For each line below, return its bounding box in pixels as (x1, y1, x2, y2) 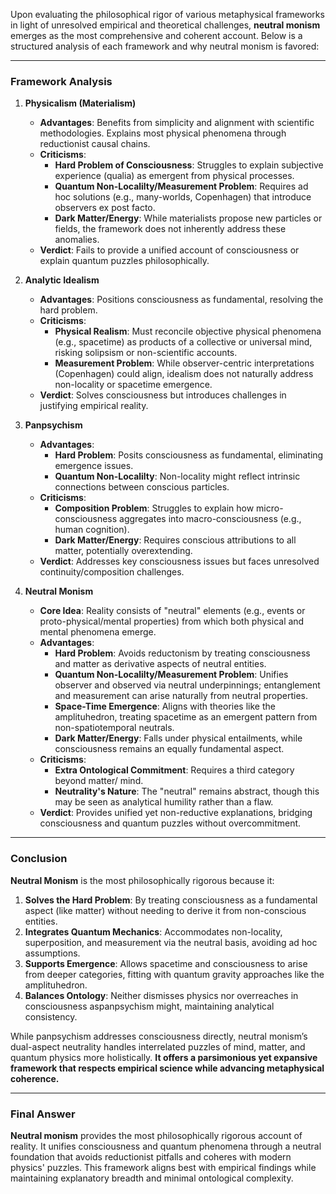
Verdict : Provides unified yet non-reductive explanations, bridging (39, 807, 313, 819)
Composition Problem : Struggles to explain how (54, 502, 255, 514)
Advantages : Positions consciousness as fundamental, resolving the (39, 294, 324, 306)
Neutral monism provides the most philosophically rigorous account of (10, 1129, 303, 1141)
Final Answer (10, 1107, 76, 1121)
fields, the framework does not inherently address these (54, 223, 287, 235)
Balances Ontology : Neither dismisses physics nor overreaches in (24, 989, 299, 1001)
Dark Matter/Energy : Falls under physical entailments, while (54, 732, 303, 744)
